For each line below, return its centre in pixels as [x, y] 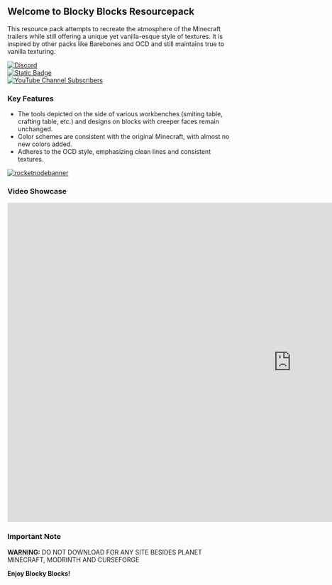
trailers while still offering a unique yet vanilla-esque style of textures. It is [115, 36]
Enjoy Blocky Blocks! [39, 573]
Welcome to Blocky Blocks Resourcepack [101, 12]
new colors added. [45, 144]
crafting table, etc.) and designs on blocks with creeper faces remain [118, 122]
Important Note [34, 537]
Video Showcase [37, 191]
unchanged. [35, 129]
